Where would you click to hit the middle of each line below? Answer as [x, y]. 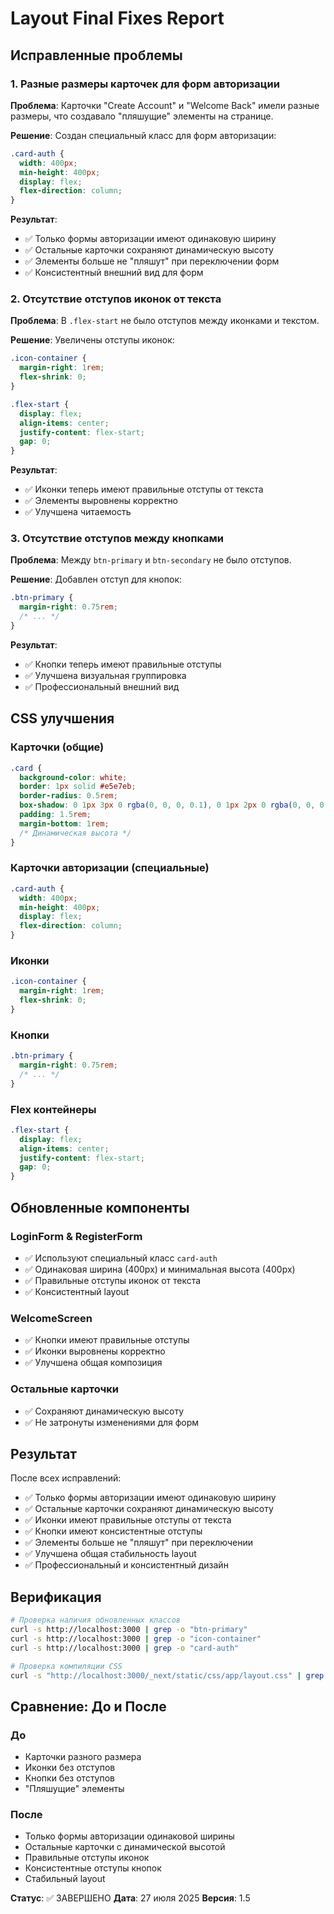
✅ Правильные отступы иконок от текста [113, 1280]
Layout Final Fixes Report [117, 18]
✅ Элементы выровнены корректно [101, 501]
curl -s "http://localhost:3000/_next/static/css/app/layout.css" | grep [167, 1675]
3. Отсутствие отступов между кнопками [117, 539]
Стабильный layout [65, 1879]
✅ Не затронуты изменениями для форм [112, 1422]
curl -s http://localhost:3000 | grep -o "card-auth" [125, 1648]
